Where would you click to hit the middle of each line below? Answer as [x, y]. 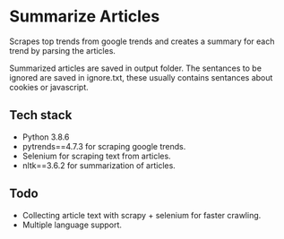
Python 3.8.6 [46, 137]
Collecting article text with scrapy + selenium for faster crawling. [142, 215]
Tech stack [41, 115]
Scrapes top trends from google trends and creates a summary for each [142, 41]
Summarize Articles [85, 17]
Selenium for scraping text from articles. [97, 156]
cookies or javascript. [49, 87]
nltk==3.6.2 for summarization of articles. [99, 165]
